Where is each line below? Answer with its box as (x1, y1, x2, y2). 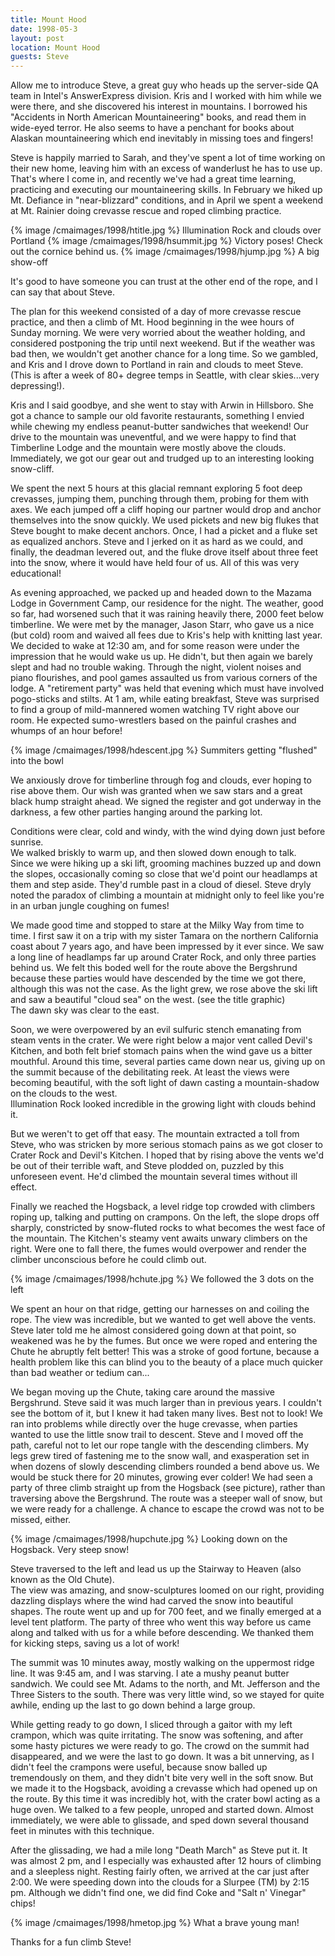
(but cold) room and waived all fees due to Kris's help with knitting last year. (10, 629, 323, 641)
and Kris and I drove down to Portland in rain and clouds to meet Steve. (10, 359, 304, 371)
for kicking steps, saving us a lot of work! (10, 1637, 180, 1650)
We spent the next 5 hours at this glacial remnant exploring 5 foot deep (10, 482, 303, 495)
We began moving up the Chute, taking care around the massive (10, 1386, 275, 1398)
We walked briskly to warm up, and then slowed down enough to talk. (10, 847, 297, 859)
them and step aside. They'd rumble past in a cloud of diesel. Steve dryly (10, 879, 312, 891)
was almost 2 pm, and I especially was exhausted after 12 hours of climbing (10, 1855, 322, 1867)
